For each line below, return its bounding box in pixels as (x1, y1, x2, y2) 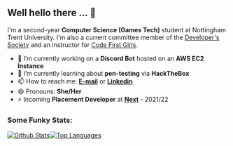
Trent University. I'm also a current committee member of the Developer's (7, 33, 220, 41)
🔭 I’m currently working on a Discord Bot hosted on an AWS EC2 (17, 54, 204, 62)
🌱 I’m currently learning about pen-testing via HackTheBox (17, 69, 190, 77)
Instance (17, 61, 44, 70)
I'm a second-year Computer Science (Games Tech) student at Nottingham (7, 25, 226, 34)
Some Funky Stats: (7, 115, 73, 125)
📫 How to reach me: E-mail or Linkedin (17, 77, 133, 85)
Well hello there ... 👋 (7, 7, 97, 19)
